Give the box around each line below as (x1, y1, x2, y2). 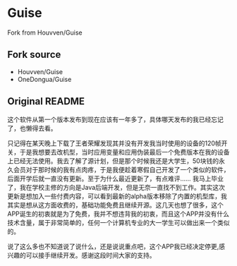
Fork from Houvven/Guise (7, 28, 83, 37)
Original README (7, 95, 85, 107)
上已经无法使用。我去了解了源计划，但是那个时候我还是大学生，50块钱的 (7, 157, 219, 165)
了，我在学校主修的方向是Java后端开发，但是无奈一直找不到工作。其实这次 (7, 183, 226, 191)
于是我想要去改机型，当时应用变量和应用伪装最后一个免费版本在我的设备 (19, 147, 230, 156)
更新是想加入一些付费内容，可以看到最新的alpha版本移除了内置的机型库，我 (7, 192, 227, 200)
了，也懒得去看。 (7, 123, 57, 132)
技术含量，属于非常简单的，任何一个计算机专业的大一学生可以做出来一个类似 (7, 218, 230, 226)
